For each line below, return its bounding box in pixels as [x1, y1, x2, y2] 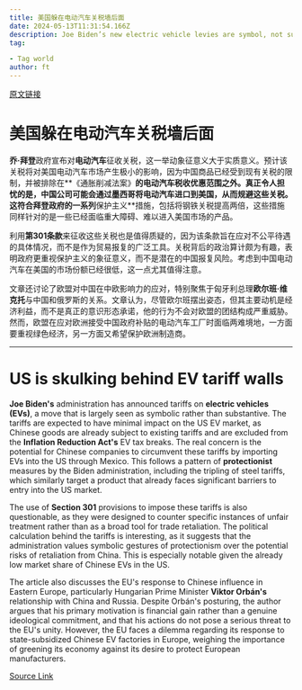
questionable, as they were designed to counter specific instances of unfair [9, 511, 289, 522]
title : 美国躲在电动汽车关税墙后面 [9, 13, 125, 22]
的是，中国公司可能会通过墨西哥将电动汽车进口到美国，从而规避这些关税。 [16, 188, 293, 199]
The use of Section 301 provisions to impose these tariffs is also [9, 501, 248, 513]
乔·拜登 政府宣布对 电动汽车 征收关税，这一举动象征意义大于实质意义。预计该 [9, 155, 288, 166]
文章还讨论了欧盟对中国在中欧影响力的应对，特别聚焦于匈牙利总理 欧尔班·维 [9, 282, 288, 293]
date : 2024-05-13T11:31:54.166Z [9, 22, 130, 31]
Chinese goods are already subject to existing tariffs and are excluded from [9, 426, 289, 437]
